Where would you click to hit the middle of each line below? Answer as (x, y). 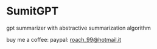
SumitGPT (33, 11)
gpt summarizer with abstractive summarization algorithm (78, 28)
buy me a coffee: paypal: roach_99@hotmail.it (64, 39)
